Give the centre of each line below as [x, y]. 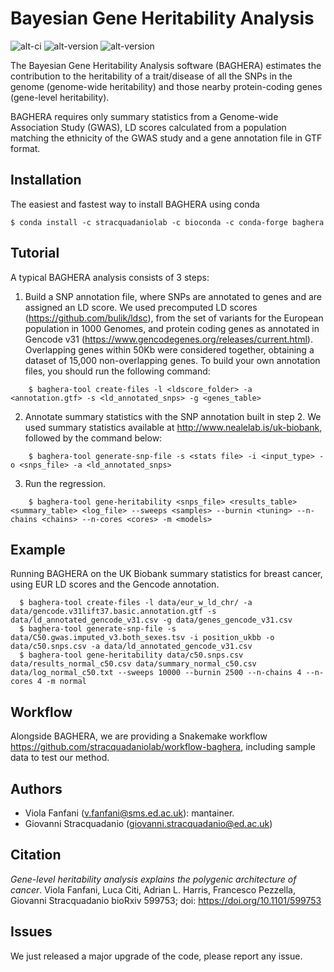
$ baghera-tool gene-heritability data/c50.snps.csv [131, 655]
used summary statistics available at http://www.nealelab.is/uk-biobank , [173, 427]
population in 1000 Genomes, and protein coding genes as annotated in [172, 328]
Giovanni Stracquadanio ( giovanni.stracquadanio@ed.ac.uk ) [148, 823]
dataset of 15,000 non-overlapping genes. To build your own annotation [172, 360]
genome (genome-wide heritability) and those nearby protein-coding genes [166, 86]
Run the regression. [65, 483]
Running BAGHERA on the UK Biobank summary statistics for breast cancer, [166, 574]
